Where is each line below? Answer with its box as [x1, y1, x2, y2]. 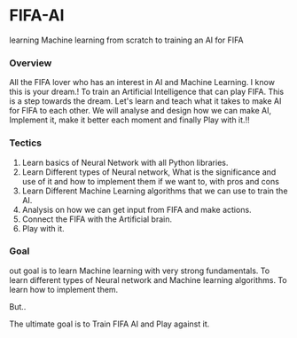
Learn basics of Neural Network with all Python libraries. [21, 157, 229, 168]
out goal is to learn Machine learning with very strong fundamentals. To [9, 265, 270, 276]
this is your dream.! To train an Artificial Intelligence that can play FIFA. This [9, 86, 285, 98]
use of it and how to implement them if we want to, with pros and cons [21, 176, 279, 186]
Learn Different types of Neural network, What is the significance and [21, 166, 277, 177]
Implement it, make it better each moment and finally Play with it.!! [9, 114, 250, 125]
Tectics [9, 137, 43, 149]
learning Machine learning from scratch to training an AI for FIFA [9, 35, 244, 45]
